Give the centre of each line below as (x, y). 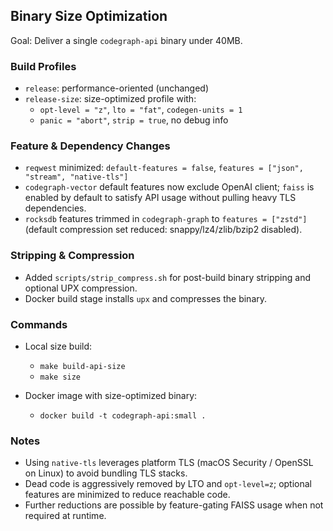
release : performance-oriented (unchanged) (117, 88)
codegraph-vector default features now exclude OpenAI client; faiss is (169, 187)
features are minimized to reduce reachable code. (127, 495)
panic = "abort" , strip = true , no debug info (134, 120)
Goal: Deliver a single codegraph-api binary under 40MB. (126, 40)
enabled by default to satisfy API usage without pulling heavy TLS (160, 198)
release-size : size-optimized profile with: (110, 99)
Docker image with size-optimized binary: (111, 395)
